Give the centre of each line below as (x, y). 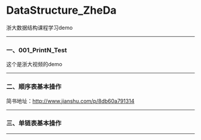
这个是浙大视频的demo (34, 64)
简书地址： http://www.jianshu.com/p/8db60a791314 (70, 101)
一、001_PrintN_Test (37, 50)
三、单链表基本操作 (34, 123)
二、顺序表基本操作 (34, 87)
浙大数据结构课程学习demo (39, 27)
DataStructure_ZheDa (61, 10)
